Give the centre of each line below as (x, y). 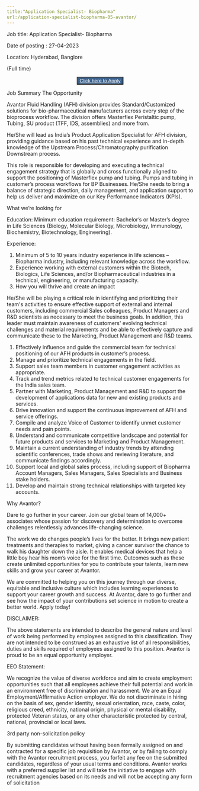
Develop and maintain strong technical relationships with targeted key (100, 485)
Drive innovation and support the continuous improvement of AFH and (101, 410)
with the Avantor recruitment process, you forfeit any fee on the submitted (97, 757)
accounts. (28, 491)
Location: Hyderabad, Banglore (45, 57)
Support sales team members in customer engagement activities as (97, 366)
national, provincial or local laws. (46, 722)
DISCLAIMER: (23, 618)
